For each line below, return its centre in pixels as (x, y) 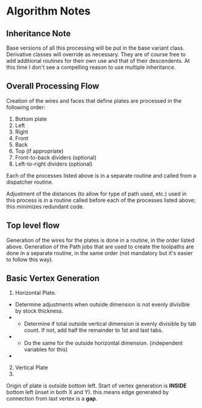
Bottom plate (31, 118)
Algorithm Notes (49, 11)
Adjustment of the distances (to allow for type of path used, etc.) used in (96, 193)
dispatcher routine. (30, 182)
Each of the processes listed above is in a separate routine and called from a (101, 175)
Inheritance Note (39, 34)
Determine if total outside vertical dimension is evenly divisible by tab (110, 324)
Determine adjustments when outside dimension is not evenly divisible (102, 305)
